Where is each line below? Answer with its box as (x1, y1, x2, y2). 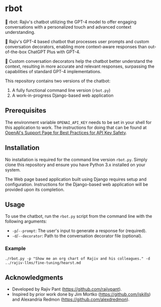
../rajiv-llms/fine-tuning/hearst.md (5, 260, 81, 265)
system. (5, 167, 21, 172)
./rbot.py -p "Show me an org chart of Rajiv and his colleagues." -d (5, 256, 150, 261)
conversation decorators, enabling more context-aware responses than (5, 44, 147, 49)
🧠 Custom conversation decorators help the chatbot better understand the (5, 58, 153, 64)
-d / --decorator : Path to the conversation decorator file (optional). (12, 233, 143, 239)
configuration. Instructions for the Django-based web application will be (5, 181, 148, 187)
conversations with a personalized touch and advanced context (5, 24, 132, 30)
